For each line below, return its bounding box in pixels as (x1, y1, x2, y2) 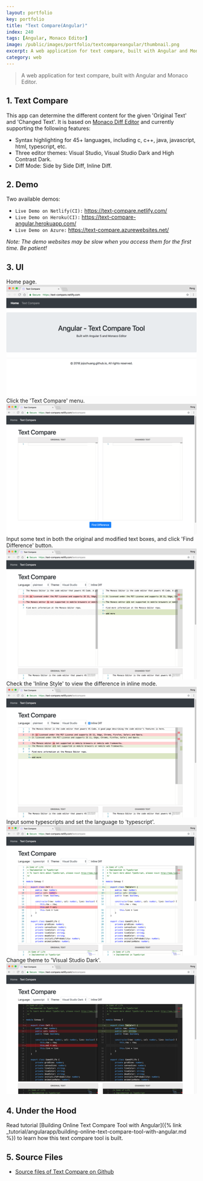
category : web (6, 54, 42, 60)
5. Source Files (6, 1152, 63, 1162)
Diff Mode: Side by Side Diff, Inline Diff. (14, 162, 112, 169)
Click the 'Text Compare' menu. (6, 396, 85, 404)
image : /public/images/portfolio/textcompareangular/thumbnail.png (6, 42, 180, 48)
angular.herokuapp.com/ (14, 220, 77, 227)
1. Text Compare (6, 95, 68, 106)
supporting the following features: (6, 125, 91, 132)
